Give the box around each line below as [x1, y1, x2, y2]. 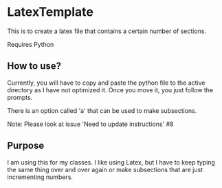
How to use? [7, 60, 62, 72]
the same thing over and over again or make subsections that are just [7, 165, 203, 174]
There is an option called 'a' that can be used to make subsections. [7, 106, 197, 114]
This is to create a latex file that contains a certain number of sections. [7, 27, 207, 35]
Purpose [7, 140, 45, 152]
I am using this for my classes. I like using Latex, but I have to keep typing [7, 158, 215, 166]
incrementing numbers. [7, 173, 74, 181]
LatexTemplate [7, 4, 94, 20]
